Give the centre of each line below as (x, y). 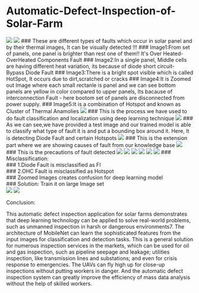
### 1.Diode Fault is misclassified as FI (53, 164)
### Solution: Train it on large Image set (55, 183)
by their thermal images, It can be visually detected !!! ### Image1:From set (98, 47)
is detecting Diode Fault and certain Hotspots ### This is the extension (97, 138)
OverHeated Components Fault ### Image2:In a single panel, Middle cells (97, 60)
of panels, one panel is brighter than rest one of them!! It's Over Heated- (95, 53)
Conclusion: (21, 202)
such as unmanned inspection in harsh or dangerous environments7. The (95, 226)
